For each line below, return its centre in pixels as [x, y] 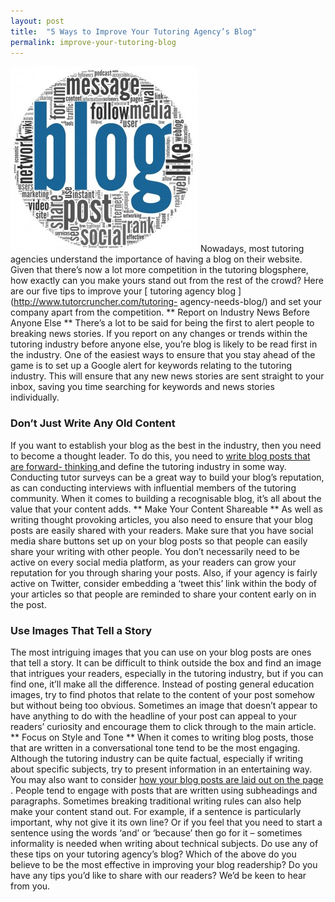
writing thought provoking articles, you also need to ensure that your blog [161, 519]
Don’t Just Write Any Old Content [93, 423]
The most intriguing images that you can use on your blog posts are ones [161, 652]
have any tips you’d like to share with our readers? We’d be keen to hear [158, 875]
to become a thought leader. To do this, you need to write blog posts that [160, 456]
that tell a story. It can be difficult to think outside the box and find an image [166, 662]
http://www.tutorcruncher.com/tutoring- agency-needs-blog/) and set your [168, 302]
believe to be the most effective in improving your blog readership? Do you [164, 864]
